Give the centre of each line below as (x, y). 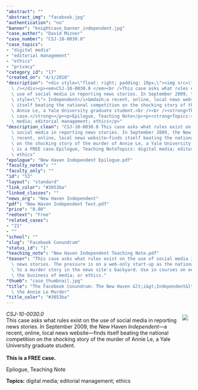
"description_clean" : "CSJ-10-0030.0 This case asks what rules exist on (99, 127)
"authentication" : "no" (35, 22)
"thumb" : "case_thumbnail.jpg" (44, 281)
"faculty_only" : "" (30, 171)
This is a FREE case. (31, 358)
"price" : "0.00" (26, 209)
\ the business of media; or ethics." (59, 275)
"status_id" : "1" (27, 248)
